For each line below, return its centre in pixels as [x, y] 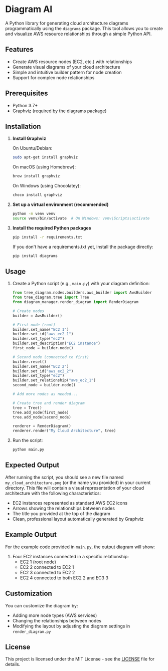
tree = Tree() [27, 408]
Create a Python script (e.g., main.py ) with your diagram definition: [81, 284]
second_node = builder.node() [44, 385]
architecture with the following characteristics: [53, 493]
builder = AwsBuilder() [37, 316]
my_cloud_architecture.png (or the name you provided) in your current [78, 483]
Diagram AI [29, 9]
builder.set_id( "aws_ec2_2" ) [43, 371]
